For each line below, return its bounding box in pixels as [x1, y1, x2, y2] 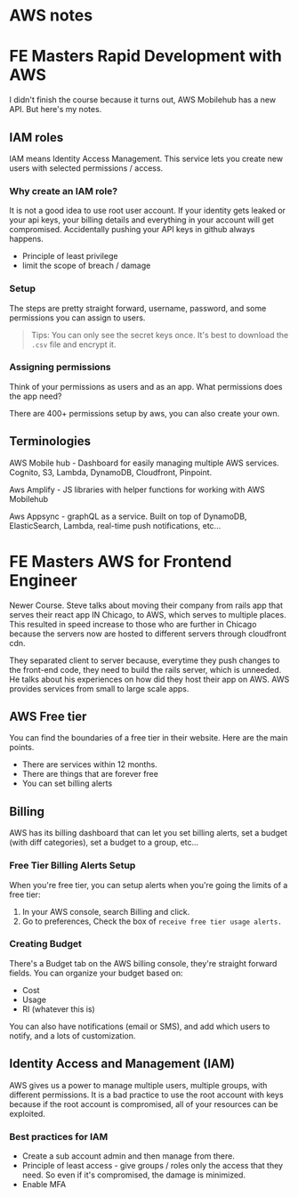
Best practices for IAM [9, 1130, 109, 1143]
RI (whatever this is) [21, 1003, 95, 1015]
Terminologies [9, 433, 92, 449]
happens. [9, 233, 44, 245]
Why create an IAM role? [9, 184, 118, 197]
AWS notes [9, 5, 93, 26]
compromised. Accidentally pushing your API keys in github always [9, 224, 255, 235]
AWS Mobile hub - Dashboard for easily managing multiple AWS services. [9, 457, 279, 468]
